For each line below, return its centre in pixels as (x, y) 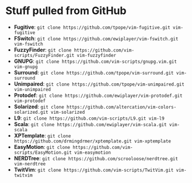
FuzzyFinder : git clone (43, 50)
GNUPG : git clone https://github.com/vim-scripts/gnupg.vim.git (95, 61)
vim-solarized (68, 112)
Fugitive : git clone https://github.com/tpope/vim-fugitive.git (92, 27)
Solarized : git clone (39, 106)
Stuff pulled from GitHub (66, 11)
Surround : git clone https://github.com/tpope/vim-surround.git (94, 72)
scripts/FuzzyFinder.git (44, 55)
